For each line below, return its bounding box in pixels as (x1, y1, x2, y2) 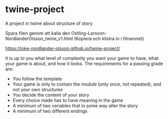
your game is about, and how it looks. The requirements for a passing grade (5, 60, 163, 66)
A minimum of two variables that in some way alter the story (12, 102, 138, 108)
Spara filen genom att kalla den (5, 30, 70, 36)
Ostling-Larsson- (71, 30, 107, 36)
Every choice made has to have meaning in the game (12, 97, 123, 103)
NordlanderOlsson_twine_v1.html (5, 35, 73, 42)
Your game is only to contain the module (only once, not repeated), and (12, 81, 161, 87)
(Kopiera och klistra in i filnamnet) (74, 35, 144, 42)
